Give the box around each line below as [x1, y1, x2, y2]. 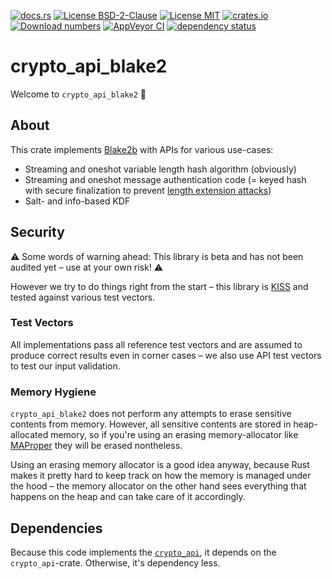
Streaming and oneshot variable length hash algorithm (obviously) [24, 163, 297, 175]
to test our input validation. [10, 360, 121, 372]
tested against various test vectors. [10, 291, 156, 303]
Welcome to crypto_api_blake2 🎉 [10, 88, 147, 100]
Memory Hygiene [10, 385, 97, 399]
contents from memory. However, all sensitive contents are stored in [10, 418, 292, 430]
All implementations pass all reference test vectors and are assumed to [10, 338, 303, 350]
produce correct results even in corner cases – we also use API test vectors [10, 349, 322, 361]
